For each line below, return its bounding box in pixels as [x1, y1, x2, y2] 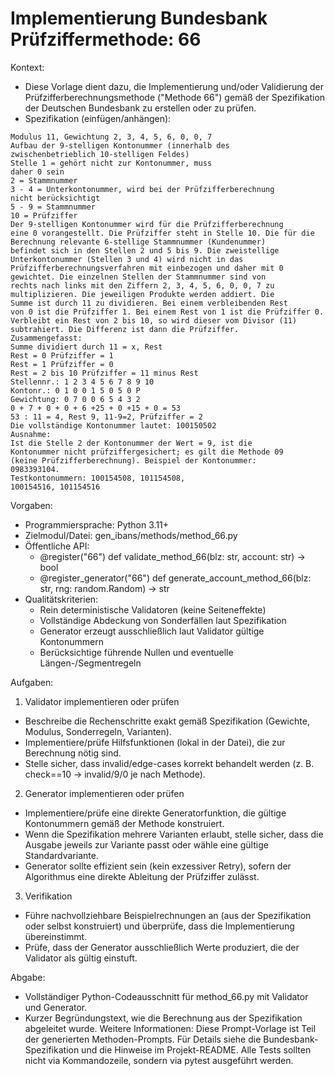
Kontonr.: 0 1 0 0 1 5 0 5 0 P [10, 385, 141, 396]
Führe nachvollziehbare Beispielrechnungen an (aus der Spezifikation [24, 909, 312, 921]
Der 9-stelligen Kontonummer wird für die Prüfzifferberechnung [10, 219, 284, 229]
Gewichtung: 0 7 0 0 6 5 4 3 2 [10, 394, 141, 404]
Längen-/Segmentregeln [39, 657, 142, 669]
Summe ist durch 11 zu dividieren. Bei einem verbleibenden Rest [10, 298, 288, 308]
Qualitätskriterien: [24, 593, 99, 605]
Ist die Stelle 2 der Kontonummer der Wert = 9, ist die [10, 438, 253, 448]
